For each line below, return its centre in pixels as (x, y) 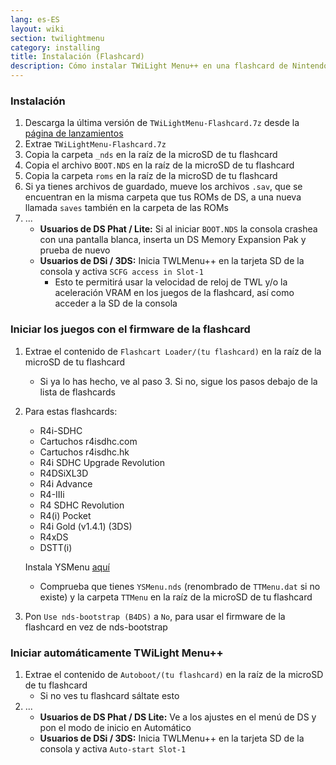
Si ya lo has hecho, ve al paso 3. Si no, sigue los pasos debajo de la (178, 381)
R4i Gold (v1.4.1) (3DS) (86, 526)
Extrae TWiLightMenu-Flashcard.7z (95, 144)
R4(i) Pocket (65, 515)
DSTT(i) (56, 547)
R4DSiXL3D (64, 473)
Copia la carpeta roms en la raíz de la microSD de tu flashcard (151, 176)
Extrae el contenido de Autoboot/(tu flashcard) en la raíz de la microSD (174, 674)
